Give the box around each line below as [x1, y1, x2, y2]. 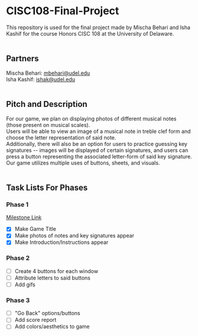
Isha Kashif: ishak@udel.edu [6, 75, 76, 83]
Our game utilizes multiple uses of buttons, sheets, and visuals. [6, 159, 160, 166]
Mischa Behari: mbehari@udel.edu [6, 69, 90, 77]
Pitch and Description [6, 99, 87, 109]
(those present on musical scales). [6, 121, 90, 128]
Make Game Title [14, 226, 56, 233]
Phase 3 [6, 296, 30, 304]
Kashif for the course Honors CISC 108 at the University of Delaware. [6, 30, 174, 37]
